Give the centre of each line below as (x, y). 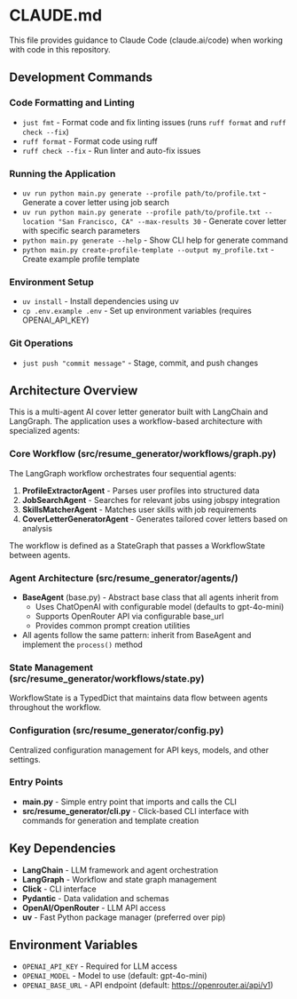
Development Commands (81, 78)
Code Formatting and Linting (72, 103)
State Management (51, 667)
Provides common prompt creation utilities (113, 625)
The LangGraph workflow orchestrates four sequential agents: (123, 473)
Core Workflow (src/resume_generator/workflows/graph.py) (143, 454)
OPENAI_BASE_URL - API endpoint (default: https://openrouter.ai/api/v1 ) (148, 985)
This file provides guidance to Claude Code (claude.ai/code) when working (146, 40)
